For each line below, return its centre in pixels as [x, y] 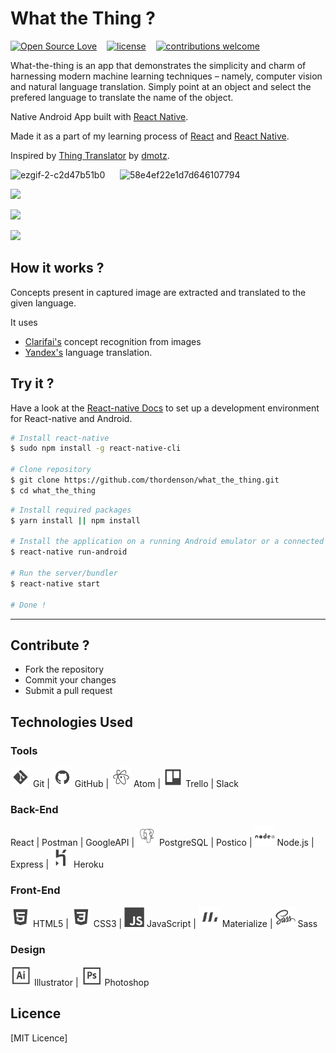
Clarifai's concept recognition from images [113, 341]
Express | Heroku [57, 864]
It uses [24, 322]
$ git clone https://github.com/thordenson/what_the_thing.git [145, 480]
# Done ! [28, 605]
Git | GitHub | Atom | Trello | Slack [136, 784]
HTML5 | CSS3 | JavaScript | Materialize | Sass [175, 923]
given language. [43, 303]
